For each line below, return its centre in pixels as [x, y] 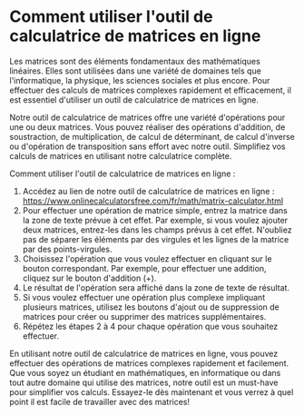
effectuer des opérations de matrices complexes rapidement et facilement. [149, 363]
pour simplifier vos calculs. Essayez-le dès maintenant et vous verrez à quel [152, 391]
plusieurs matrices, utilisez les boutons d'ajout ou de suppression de [151, 307]
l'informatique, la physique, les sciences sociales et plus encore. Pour [140, 80]
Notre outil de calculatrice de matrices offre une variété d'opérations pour [147, 117]
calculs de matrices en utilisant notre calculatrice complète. [121, 155]
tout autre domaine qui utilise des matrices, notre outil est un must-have [144, 382]
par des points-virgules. [67, 249]
